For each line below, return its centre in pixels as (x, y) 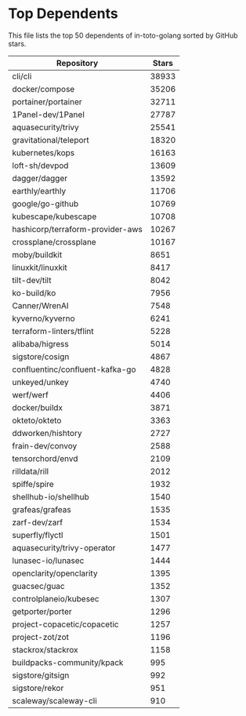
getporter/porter (42, 611)
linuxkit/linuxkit (40, 267)
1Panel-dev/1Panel (48, 114)
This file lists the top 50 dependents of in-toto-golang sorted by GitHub (123, 35)
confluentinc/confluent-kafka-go (74, 369)
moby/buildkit (37, 254)
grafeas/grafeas (42, 509)
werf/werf (30, 394)
